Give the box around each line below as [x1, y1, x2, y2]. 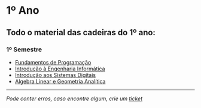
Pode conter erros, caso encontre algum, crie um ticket [6, 95, 142, 102]
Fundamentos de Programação [14, 58, 92, 66]
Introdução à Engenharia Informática [14, 65, 106, 72]
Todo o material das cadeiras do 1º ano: [6, 27, 156, 38]
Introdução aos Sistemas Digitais [14, 71, 96, 78]
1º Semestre [6, 45, 42, 54]
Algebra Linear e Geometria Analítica [14, 78, 106, 85]
